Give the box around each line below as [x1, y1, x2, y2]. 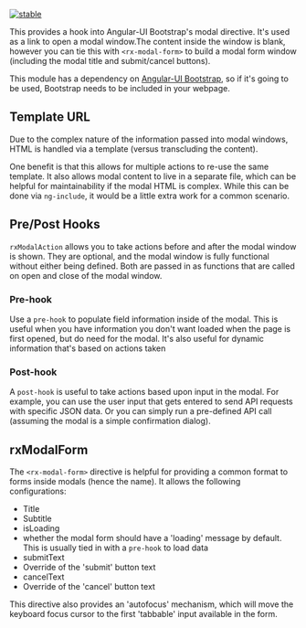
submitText [22, 552, 66, 563]
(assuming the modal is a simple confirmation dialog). [9, 416, 212, 427]
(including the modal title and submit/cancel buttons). [9, 56, 211, 66]
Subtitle [22, 513, 52, 525]
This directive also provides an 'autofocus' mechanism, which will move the [9, 599, 294, 610]
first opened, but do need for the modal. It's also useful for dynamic [9, 333, 265, 344]
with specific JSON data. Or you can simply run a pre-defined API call [9, 406, 272, 417]
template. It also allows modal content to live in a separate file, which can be [9, 170, 297, 182]
